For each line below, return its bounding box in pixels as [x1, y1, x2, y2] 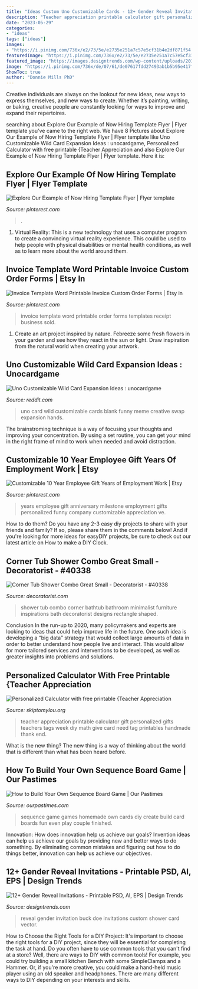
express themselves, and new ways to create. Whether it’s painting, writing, [6, 97, 190, 104]
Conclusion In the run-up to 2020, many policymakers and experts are [6, 622, 177, 629]
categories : [6, 25, 35, 31]
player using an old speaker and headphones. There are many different [6, 970, 179, 977]
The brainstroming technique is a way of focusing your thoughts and [6, 425, 173, 432]
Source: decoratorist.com [6, 593, 68, 600]
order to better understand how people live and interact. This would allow [6, 641, 184, 648]
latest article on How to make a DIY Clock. [6, 539, 108, 546]
